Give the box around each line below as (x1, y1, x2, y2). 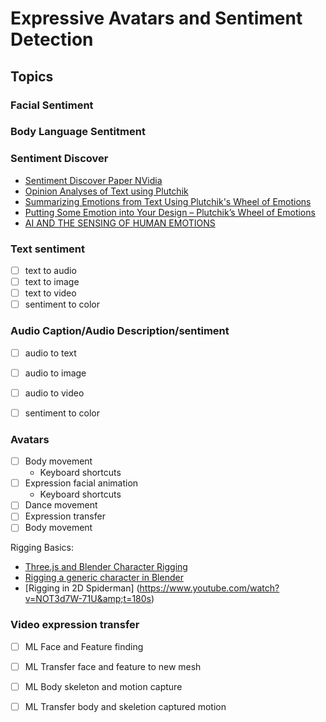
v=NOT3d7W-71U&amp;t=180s (24, 593, 152, 605)
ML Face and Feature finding (24, 640, 144, 652)
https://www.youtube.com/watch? (139, 582, 280, 594)
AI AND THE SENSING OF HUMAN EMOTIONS (24, 217, 216, 229)
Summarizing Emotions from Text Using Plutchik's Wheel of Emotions (24, 195, 312, 207)
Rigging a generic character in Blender (24, 572, 184, 584)
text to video (24, 287, 77, 299)
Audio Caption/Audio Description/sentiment (10, 324, 230, 338)
